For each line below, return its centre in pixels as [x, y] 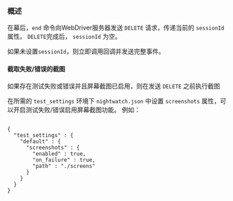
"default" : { [40, 141]
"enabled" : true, [59, 154]
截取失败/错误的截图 [36, 69]
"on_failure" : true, [64, 160]
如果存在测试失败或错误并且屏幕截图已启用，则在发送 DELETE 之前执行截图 [114, 86]
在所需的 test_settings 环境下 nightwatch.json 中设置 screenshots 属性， [114, 100]
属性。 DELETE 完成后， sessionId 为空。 [64, 37]
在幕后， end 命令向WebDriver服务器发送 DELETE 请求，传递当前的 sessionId [116, 28]
